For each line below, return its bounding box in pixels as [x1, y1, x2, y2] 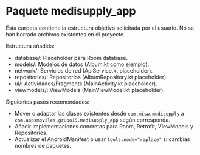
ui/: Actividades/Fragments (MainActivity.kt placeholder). [14, 80, 157, 87]
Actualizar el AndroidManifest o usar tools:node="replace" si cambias [14, 135, 190, 143]
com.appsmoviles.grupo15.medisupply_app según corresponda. [14, 116, 171, 124]
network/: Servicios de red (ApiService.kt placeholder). [14, 67, 153, 74]
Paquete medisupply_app [5, 4, 136, 18]
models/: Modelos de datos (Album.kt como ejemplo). [14, 61, 150, 68]
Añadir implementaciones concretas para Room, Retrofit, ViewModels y [14, 122, 194, 130]
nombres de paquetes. [14, 142, 72, 149]
